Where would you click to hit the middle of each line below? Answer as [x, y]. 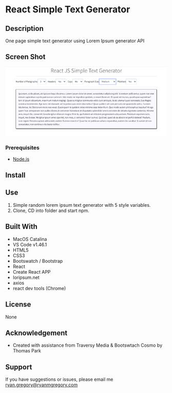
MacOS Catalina [30, 239]
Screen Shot [25, 57]
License [18, 305]
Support [19, 367]
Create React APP [32, 272]
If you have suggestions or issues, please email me [59, 380]
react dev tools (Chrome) [39, 288]
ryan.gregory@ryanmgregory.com [42, 385]
